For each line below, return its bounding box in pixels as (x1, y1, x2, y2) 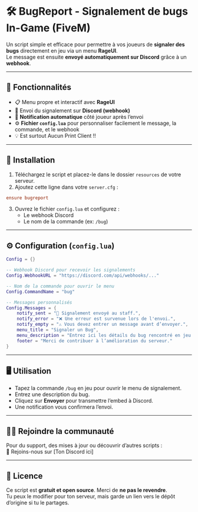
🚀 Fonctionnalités (6, 82, 72, 92)
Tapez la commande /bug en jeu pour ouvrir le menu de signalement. (14, 385, 181, 392)
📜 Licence (6, 471, 43, 481)
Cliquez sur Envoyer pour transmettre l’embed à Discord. (14, 397, 153, 404)
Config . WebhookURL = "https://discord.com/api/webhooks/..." (6, 273, 160, 278)
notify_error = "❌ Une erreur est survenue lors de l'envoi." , (16, 316, 176, 322)
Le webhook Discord (23, 212, 74, 219)
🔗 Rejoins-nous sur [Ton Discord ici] (6, 448, 94, 455)
